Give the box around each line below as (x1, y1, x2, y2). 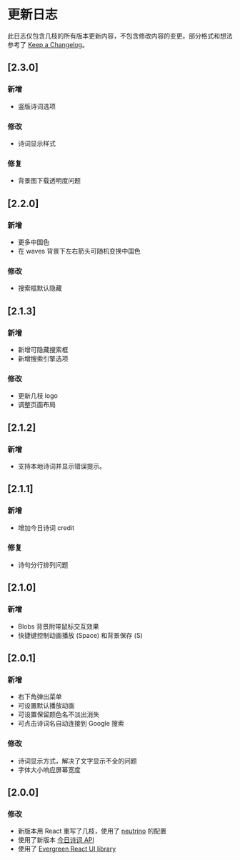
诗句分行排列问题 (17, 560, 69, 569)
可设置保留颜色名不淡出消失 (17, 710, 100, 719)
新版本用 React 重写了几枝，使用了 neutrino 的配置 (17, 826, 166, 836)
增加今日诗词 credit (17, 523, 75, 532)
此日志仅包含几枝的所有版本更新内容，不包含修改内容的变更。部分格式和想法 (7, 31, 233, 40)
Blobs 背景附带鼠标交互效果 (17, 622, 99, 631)
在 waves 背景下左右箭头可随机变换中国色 (17, 246, 141, 255)
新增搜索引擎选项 (17, 354, 69, 363)
